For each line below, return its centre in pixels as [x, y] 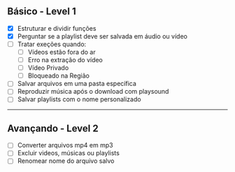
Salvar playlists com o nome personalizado [79, 99]
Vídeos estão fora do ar [62, 52]
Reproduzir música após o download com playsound [93, 92]
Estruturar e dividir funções [57, 28]
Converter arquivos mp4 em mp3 [65, 145]
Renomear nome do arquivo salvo [66, 161]
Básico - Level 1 [42, 12]
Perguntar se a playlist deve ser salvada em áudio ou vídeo [102, 36]
